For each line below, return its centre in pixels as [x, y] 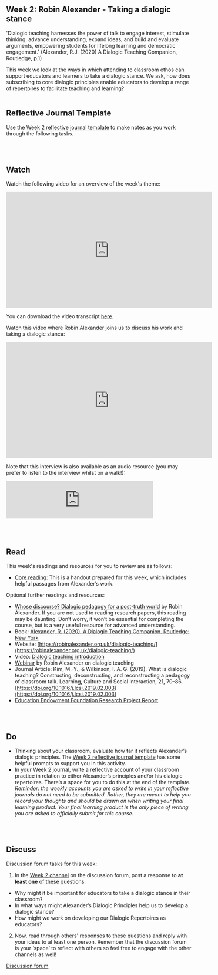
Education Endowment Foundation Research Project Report [86, 700]
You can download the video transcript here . [60, 316]
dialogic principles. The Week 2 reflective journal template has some [98, 757]
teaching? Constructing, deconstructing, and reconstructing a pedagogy [102, 675]
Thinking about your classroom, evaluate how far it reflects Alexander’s [100, 751]
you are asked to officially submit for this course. [74, 814]
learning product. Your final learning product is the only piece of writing [102, 807]
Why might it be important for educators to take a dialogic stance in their [102, 893]
